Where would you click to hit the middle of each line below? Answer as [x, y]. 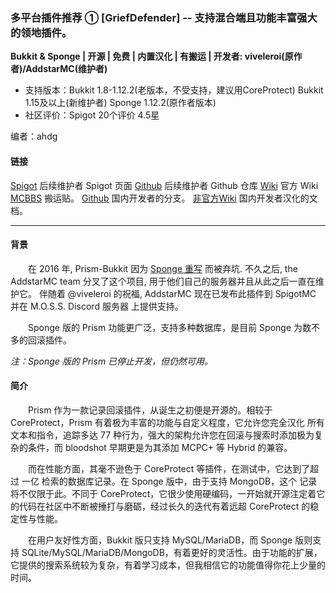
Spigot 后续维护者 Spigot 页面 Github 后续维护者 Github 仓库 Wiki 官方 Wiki [164, 185]
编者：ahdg [34, 136]
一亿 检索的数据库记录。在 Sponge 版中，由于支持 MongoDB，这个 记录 [169, 481]
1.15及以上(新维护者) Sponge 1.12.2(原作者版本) [120, 103]
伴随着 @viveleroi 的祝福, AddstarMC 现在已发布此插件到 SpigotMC [177, 293]
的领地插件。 [41, 32]
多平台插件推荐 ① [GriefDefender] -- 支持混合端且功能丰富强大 [164, 17]
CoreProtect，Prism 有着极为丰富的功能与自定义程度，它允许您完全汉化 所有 [167, 422]
